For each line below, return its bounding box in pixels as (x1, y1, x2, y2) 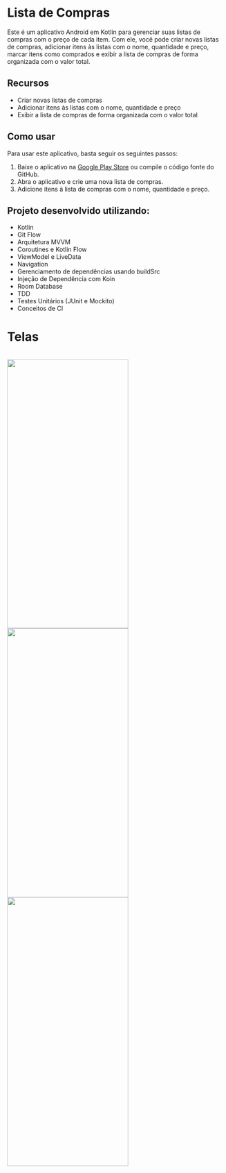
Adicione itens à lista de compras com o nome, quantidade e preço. (17, 185, 210, 193)
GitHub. (17, 170, 39, 178)
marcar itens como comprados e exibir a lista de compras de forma (7, 50, 198, 58)
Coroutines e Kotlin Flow (17, 245, 88, 254)
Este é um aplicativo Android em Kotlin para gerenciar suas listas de (7, 28, 200, 36)
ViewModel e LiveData (17, 253, 82, 261)
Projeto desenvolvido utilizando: (7, 205, 150, 217)
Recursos (7, 78, 50, 90)
